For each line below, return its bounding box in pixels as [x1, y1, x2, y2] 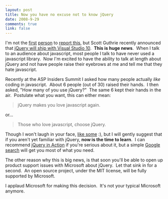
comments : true [5, 21, 37, 27]
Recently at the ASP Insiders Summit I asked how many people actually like [5, 76, 161, 82]
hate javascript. [5, 66, 37, 73]
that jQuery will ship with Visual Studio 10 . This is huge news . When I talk [5, 45, 160, 51]
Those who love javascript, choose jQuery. [17, 122, 107, 128]
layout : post [5, 7, 33, 13]
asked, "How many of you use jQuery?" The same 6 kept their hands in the [5, 87, 161, 93]
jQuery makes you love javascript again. [17, 102, 101, 108]
